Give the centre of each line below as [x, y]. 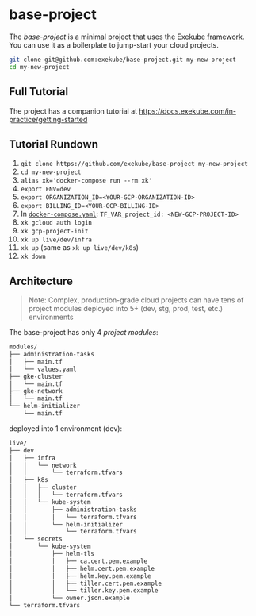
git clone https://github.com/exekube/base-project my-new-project [134, 164]
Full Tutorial [39, 92]
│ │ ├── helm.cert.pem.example [82, 568]
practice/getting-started [48, 119]
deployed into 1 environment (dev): [65, 428]
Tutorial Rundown [53, 144]
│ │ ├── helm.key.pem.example [80, 576]
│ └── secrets [36, 539]
